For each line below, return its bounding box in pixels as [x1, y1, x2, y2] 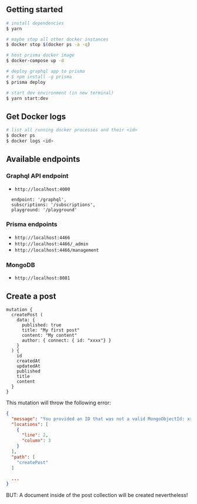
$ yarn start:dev [6, 95, 49, 102]
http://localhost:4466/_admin [14, 241, 89, 247]
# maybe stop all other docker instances [6, 36, 109, 42]
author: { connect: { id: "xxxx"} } [21, 337, 111, 343]
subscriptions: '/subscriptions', [11, 202, 96, 208]
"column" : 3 [21, 438, 51, 444]
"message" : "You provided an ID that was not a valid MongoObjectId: [11, 416, 185, 422]
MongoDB [6, 261, 35, 269]
